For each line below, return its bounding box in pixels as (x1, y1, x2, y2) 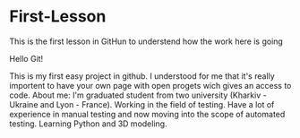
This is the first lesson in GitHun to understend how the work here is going (9, 36, 284, 47)
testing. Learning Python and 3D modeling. (9, 118, 167, 129)
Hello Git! (9, 53, 44, 64)
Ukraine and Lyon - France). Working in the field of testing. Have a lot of (9, 99, 275, 109)
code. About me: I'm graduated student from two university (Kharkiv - (9, 90, 267, 100)
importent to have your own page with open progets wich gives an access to (9, 80, 292, 91)
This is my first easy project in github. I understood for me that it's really (9, 70, 275, 82)
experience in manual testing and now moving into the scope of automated (9, 108, 286, 119)
